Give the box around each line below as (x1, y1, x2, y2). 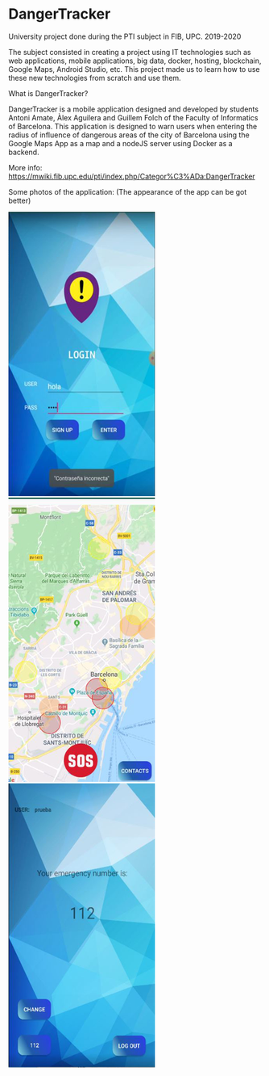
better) (8, 195, 31, 205)
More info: (8, 162, 43, 172)
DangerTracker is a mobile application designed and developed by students (8, 104, 259, 114)
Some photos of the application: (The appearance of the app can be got (8, 187, 247, 196)
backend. (8, 147, 39, 157)
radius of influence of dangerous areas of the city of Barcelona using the (8, 130, 250, 140)
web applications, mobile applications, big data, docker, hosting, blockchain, (8, 56, 262, 65)
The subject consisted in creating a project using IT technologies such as (8, 47, 251, 57)
